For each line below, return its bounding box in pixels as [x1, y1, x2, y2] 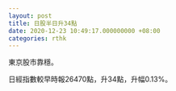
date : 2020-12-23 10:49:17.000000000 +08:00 [8, 27, 161, 35]
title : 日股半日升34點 [8, 19, 78, 27]
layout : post [8, 11, 52, 20]
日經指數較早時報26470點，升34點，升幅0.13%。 [8, 74, 172, 85]
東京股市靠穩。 [8, 57, 58, 67]
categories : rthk [8, 34, 67, 43]
